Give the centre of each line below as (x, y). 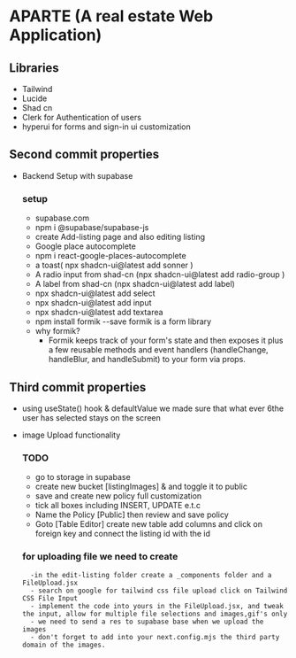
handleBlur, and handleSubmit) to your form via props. (147, 360)
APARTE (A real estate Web (111, 16)
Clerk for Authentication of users (81, 117)
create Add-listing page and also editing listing (120, 237)
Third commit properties (78, 387)
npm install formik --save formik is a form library (123, 321)
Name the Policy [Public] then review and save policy (132, 515)
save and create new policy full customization (118, 496)
